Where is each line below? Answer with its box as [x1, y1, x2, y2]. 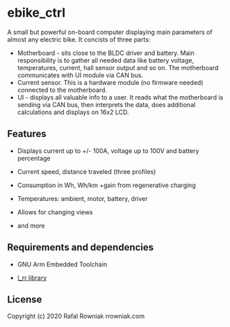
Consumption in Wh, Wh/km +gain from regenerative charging [17, 181, 196, 189]
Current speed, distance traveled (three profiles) [17, 167, 156, 175]
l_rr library [17, 273, 47, 282]
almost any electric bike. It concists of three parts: [7, 35, 151, 43]
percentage [17, 154, 51, 162]
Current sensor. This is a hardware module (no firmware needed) [17, 78, 204, 86]
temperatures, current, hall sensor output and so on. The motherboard [17, 63, 219, 72]
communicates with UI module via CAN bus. [17, 71, 144, 79]
